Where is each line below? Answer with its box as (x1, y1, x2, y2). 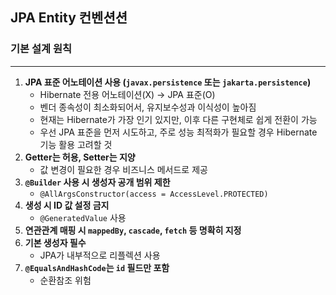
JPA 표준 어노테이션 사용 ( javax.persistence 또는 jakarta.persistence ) (24, 76, 312, 88)
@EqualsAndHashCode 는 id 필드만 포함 (24, 261, 170, 273)
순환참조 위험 (39, 274, 92, 286)
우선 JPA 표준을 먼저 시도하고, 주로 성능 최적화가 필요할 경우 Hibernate (39, 126, 318, 138)
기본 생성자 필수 (24, 236, 87, 248)
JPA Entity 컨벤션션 (10, 9, 128, 27)
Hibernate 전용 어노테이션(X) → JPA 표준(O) (39, 88, 216, 100)
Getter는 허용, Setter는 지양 (24, 151, 136, 163)
